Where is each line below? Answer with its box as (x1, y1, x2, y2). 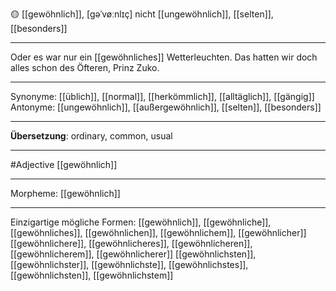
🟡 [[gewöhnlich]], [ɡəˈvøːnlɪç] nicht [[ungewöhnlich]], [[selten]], (10, 8, 274, 20)
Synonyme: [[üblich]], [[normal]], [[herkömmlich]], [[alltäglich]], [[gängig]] (10, 91, 315, 102)
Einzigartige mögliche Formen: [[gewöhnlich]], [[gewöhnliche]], (10, 216, 272, 228)
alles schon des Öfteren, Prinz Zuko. (10, 62, 160, 73)
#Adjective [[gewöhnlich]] (10, 159, 118, 170)
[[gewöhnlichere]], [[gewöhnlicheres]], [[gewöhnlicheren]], (10, 238, 253, 249)
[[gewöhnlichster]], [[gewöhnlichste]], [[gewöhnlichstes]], (10, 259, 249, 270)
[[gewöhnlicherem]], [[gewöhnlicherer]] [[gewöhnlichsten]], (10, 248, 257, 260)
